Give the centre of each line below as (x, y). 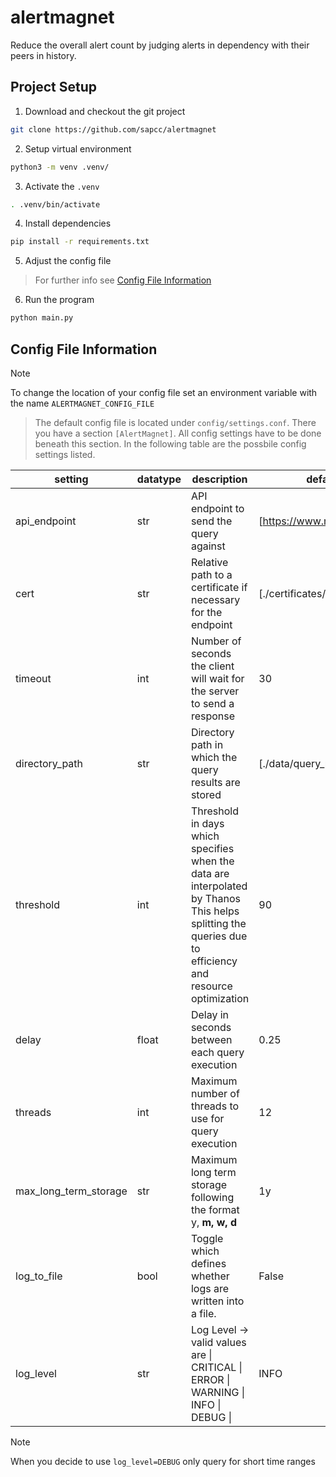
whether (210, 1276)
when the (212, 861)
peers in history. (43, 55)
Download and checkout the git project (105, 111)
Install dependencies (68, 223)
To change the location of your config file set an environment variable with (164, 392)
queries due (219, 936)
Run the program (59, 300)
